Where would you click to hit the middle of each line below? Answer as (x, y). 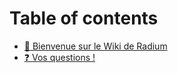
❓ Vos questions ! (59, 57)
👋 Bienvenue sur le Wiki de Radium (95, 46)
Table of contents (84, 18)
